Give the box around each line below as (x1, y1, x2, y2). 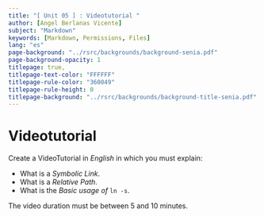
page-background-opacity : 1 (8, 56, 101, 64)
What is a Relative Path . (19, 177, 98, 187)
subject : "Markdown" (8, 26, 77, 34)
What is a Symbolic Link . (19, 169, 101, 179)
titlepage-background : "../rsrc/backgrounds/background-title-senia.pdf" (8, 93, 258, 101)
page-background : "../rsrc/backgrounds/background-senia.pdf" (8, 48, 218, 56)
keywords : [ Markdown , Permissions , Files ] (8, 33, 151, 42)
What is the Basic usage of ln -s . (19, 186, 130, 196)
